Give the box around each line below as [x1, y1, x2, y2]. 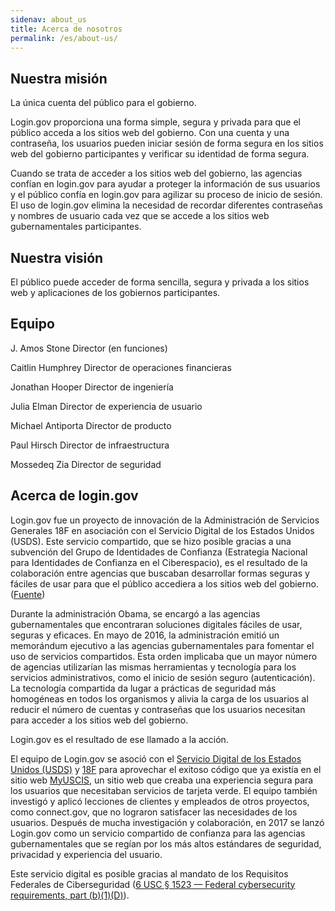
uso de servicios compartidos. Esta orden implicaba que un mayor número [10, 650, 318, 662]
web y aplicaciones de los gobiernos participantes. [10, 287, 221, 298]
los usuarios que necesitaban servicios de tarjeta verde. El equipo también [10, 784, 318, 796]
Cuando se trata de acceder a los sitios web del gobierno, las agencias [10, 167, 303, 180]
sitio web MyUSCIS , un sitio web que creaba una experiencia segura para [10, 774, 314, 786]
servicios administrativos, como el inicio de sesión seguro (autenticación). [10, 671, 316, 683]
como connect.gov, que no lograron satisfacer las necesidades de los [10, 806, 298, 818]
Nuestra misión [10, 70, 108, 87]
